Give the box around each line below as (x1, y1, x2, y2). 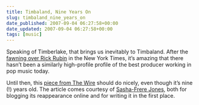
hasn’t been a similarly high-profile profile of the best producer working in (6, 61, 192, 69)
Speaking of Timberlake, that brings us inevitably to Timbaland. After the (6, 48, 189, 55)
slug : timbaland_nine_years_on (6, 15, 86, 21)
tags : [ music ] (6, 32, 43, 38)
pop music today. (6, 67, 50, 75)
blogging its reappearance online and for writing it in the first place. (6, 92, 175, 100)
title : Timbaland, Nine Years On (6, 8, 91, 15)
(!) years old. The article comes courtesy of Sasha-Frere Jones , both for (6, 86, 187, 93)
